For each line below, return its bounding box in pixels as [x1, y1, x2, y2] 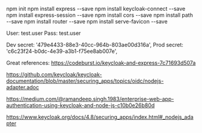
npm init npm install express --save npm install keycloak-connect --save [6, 5, 186, 12]
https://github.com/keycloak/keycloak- [6, 71, 102, 78]
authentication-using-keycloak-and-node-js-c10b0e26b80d [6, 102, 155, 109]
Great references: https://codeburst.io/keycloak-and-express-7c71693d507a [6, 60, 196, 66]
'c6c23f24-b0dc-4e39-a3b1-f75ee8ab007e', [6, 48, 118, 55]
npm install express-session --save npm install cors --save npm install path [6, 11, 194, 19]
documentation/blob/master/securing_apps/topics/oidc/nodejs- [6, 78, 164, 84]
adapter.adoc [6, 84, 39, 91]
